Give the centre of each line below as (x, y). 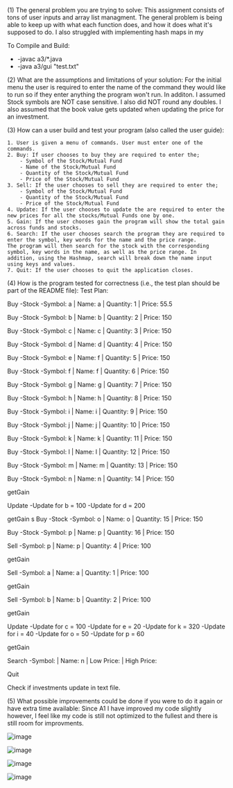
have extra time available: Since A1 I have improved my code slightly (104, 708)
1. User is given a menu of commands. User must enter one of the (105, 143)
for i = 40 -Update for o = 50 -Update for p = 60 (76, 634)
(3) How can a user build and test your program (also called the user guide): (115, 130)
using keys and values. (42, 264)
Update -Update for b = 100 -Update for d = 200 (76, 505)
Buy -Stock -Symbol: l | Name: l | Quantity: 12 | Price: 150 (88, 452)
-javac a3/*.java (40, 59)
